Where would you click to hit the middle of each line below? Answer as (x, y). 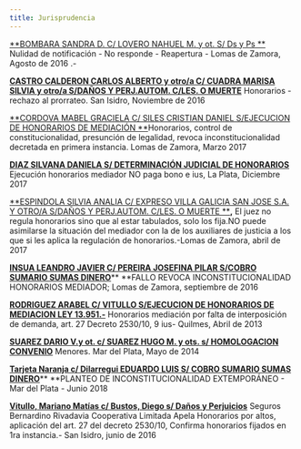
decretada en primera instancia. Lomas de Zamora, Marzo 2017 (128, 147)
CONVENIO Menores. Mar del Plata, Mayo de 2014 (105, 351)
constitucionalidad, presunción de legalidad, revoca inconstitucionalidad (145, 137)
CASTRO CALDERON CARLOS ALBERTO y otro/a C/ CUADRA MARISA (142, 81)
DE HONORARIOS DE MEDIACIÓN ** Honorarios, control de (121, 128)
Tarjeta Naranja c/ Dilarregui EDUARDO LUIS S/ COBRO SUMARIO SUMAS (150, 369)
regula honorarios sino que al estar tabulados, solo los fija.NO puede (138, 220)
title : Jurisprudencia (52, 18)
